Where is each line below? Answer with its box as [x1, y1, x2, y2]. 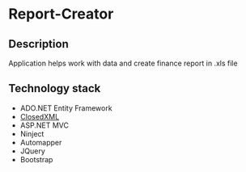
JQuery [19, 146, 46, 156]
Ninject [19, 128, 45, 138]
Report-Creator [8, 5, 114, 23]
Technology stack [8, 82, 101, 95]
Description [8, 37, 69, 51]
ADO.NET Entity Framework [19, 103, 112, 113]
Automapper [19, 137, 62, 147]
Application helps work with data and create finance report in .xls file [8, 58, 238, 68]
